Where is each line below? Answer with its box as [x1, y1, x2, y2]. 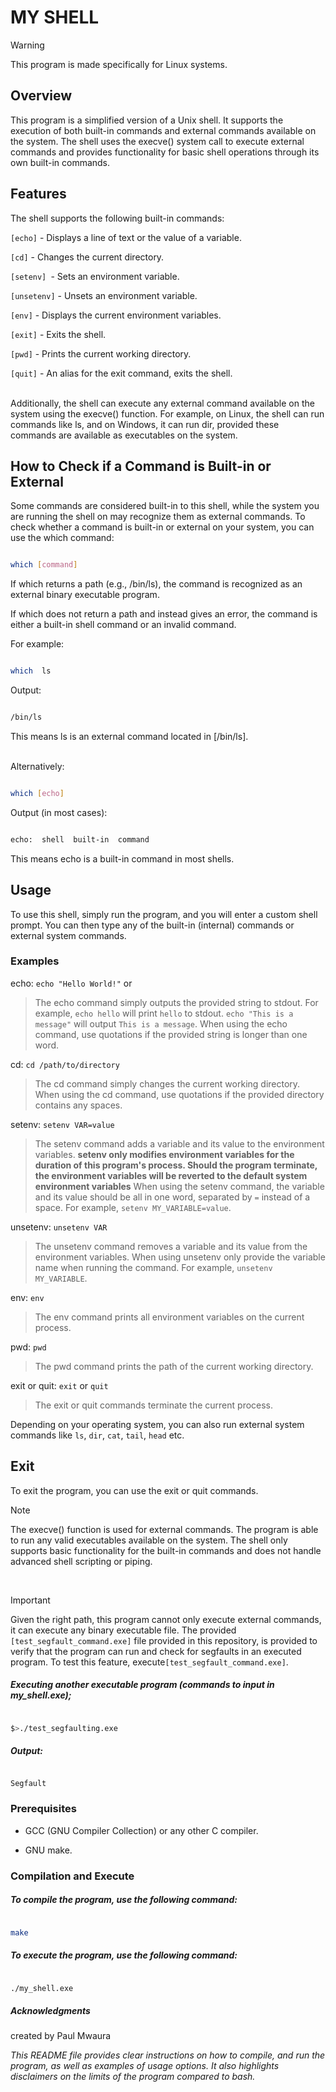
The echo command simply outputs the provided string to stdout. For [34, 996, 319, 1008]
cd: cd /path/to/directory [10, 1058, 120, 1070]
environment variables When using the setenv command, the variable [34, 1180, 325, 1192]
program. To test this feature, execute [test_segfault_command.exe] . [10, 1656, 289, 1668]
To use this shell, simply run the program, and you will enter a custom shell [10, 908, 318, 920]
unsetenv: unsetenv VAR [10, 1221, 108, 1233]
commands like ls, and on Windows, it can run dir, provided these [10, 418, 280, 430]
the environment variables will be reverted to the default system [34, 1169, 308, 1181]
